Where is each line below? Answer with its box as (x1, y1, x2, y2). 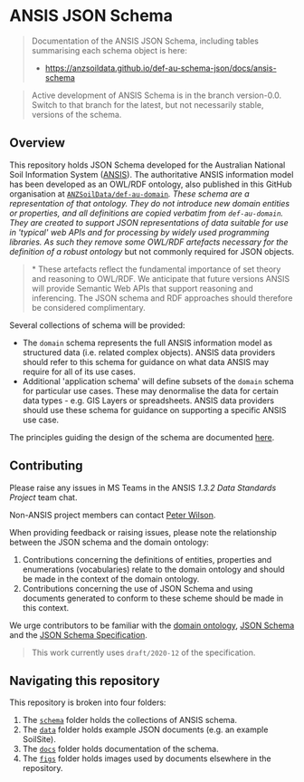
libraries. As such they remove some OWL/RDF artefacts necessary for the (9, 237, 289, 247)
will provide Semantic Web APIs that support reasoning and (31, 283, 253, 294)
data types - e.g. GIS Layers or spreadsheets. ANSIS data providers (22, 395, 274, 406)
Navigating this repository (9, 672, 160, 689)
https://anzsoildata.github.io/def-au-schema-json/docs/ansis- (44, 63, 278, 73)
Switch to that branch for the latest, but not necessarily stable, (31, 99, 264, 110)
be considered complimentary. (31, 302, 147, 313)
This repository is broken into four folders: (9, 697, 166, 708)
